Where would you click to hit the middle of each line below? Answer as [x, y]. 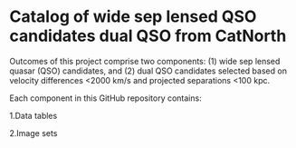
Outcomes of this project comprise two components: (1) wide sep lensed [145, 61]
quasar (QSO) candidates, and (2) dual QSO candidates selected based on [148, 71]
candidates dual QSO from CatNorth [148, 36]
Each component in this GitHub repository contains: [105, 98]
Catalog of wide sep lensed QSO [133, 17]
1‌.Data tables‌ [33, 115]
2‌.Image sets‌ [33, 133]
